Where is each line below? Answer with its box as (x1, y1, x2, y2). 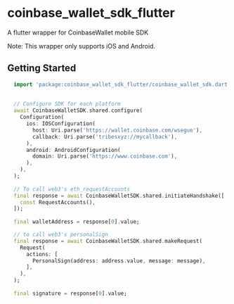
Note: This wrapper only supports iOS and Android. (7, 42, 156, 50)
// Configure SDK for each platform (13, 101, 121, 108)
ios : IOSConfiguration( (25, 120, 96, 127)
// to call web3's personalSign (13, 231, 109, 238)
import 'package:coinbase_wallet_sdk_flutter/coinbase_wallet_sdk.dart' (13, 81, 231, 88)
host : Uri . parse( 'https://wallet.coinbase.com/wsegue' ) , (32, 127, 202, 134)
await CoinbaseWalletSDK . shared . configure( (13, 107, 143, 114)
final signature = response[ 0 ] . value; (13, 290, 128, 297)
